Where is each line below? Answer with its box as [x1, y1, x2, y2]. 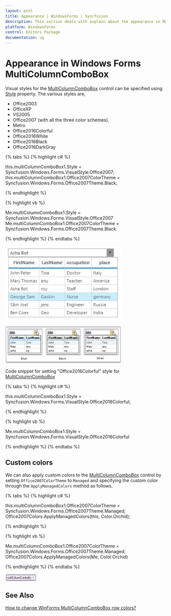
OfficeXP [12, 106, 32, 112]
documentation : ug [5, 35, 44, 40]
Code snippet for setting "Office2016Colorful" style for [5, 368, 120, 374]
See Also [5, 591, 34, 600]
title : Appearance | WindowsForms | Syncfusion [5, 13, 108, 19]
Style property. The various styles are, [5, 91, 85, 97]
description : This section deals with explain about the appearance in [5, 19, 160, 24]
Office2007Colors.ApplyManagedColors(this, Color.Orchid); [5, 513, 131, 519]
